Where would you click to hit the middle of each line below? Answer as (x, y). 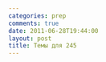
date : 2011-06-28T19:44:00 (53, 31)
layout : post (30, 38)
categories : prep (37, 16)
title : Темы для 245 (43, 46)
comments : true (34, 23)
